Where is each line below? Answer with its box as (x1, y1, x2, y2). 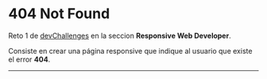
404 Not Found (8, 5, 110, 23)
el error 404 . (8, 55, 51, 64)
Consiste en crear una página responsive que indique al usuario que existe (8, 46, 253, 55)
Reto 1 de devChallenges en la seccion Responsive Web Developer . (8, 31, 232, 40)
